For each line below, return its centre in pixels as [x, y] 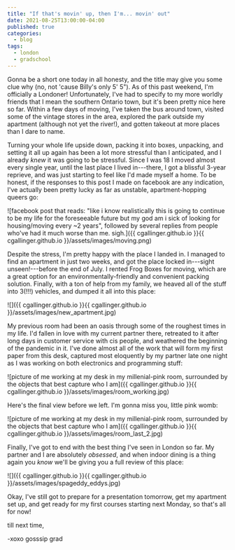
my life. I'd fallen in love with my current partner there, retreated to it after [113, 333]
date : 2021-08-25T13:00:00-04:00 [56, 20]
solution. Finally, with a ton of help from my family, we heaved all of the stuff [117, 284]
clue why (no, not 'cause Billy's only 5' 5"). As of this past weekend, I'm [111, 87]
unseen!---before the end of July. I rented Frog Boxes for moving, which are [117, 269]
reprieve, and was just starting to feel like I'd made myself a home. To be [112, 174]
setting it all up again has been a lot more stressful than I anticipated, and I [114, 152]
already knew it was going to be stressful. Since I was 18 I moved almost [111, 160]
